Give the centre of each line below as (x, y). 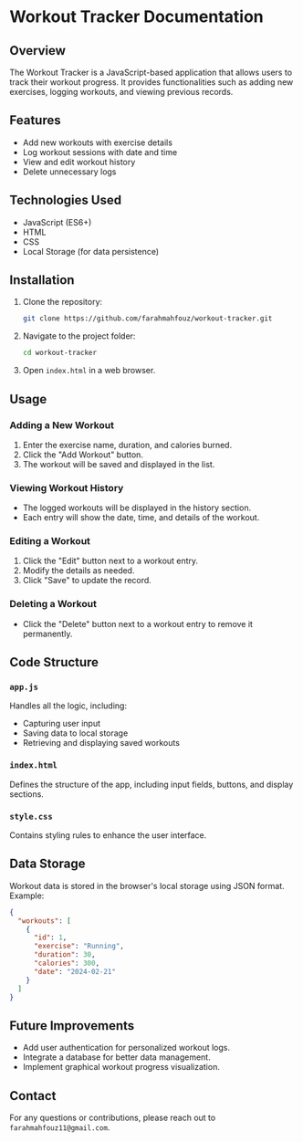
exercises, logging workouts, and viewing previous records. (121, 92)
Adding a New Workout (62, 424)
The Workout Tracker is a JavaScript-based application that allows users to (151, 72)
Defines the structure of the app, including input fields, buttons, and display (151, 784)
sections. (26, 794)
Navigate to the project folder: (79, 336)
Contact (33, 1096)
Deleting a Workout (53, 604)
